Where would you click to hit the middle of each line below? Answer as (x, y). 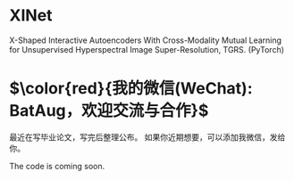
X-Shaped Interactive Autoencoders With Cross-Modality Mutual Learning (146, 40)
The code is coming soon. (57, 166)
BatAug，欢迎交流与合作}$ (109, 111)
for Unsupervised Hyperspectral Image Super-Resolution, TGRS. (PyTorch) (147, 49)
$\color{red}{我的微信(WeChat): (131, 89)
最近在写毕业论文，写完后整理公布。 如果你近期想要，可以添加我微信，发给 (147, 137)
